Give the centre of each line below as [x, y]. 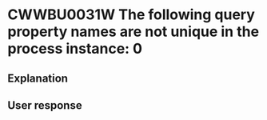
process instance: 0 [75, 49]
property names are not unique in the [133, 32]
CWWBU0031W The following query [131, 15]
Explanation [38, 78]
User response [45, 105]
